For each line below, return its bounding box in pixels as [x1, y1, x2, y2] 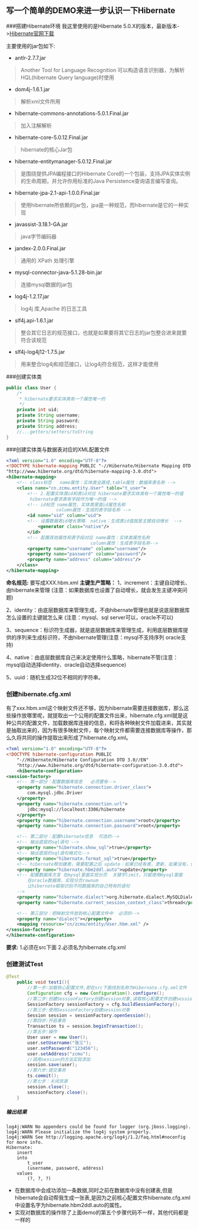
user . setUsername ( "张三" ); [27, 1040, 92, 1046]
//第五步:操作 [27, 1029, 58, 1035]
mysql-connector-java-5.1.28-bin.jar [14, 269, 103, 276]
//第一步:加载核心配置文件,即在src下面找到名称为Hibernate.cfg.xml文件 [27, 985, 187, 991]
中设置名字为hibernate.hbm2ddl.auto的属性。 [14, 1201, 125, 1208]
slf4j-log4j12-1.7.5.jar [14, 348, 65, 355]
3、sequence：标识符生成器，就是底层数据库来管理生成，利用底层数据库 [6, 626, 183, 633]
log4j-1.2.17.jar [14, 292, 49, 300]
